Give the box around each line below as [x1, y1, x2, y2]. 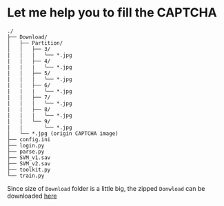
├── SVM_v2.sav [7, 160, 51, 167]
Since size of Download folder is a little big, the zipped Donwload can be [7, 184, 205, 192]
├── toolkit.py [7, 166, 51, 173]
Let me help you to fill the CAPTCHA [7, 5, 217, 21]
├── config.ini [7, 136, 51, 143]
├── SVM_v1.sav [7, 154, 51, 161]
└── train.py [7, 172, 45, 179]
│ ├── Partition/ [7, 39, 63, 46]
